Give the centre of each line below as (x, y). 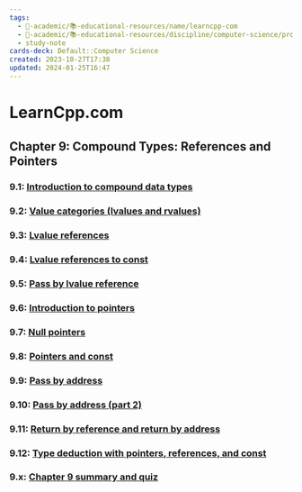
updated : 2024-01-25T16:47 (60, 68)
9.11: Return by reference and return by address (115, 429)
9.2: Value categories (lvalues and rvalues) (105, 211)
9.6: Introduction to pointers (72, 307)
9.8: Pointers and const (62, 356)
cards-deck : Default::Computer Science (84, 51)
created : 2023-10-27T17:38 (60, 59)
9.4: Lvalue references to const (79, 260)
